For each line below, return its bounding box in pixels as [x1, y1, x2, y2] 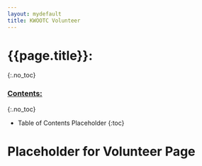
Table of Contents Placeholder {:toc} [17, 118, 125, 127]
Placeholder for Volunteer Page [7, 143, 196, 160]
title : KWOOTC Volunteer [7, 17, 81, 24]
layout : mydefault [7, 10, 62, 18]
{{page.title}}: [7, 48, 94, 64]
